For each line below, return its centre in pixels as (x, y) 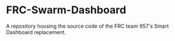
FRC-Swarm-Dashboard (66, 10)
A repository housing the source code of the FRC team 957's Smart (87, 26)
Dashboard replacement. (36, 32)
